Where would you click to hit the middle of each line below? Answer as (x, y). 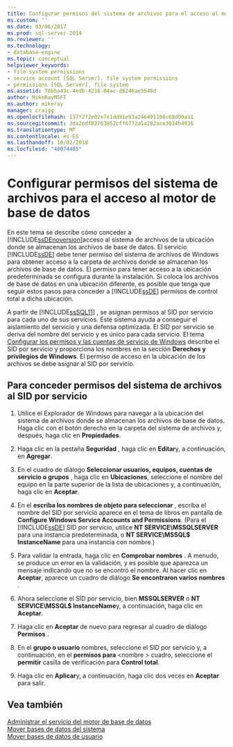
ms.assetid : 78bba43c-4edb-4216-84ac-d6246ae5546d (82, 91)
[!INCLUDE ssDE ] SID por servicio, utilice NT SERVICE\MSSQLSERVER (118, 527)
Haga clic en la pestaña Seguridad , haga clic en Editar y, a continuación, (121, 448)
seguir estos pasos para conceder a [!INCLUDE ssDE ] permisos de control (113, 291)
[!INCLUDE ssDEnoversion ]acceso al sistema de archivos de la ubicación (111, 240)
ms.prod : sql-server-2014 (44, 33)
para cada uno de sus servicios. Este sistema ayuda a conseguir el (102, 319)
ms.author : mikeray (35, 104)
